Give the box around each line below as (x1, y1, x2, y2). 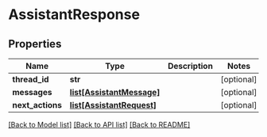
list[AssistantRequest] (69, 100, 157, 110)
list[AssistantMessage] (69, 87, 161, 97)
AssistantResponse (8, 6, 141, 24)
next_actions (12, 100, 62, 110)
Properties (8, 37, 62, 51)
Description (168, 61, 213, 71)
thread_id (12, 74, 49, 85)
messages (12, 87, 52, 97)
